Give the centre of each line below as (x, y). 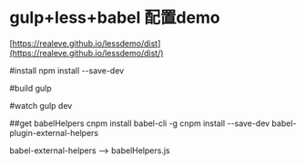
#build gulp (30, 88)
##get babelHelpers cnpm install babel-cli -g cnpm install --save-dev (140, 123)
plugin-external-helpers (54, 132)
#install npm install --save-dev (67, 70)
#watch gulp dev (41, 105)
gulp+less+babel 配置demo (115, 18)
